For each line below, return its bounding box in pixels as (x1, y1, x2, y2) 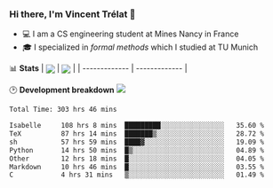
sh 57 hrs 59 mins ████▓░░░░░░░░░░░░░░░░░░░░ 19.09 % (9, 137, 265, 146)
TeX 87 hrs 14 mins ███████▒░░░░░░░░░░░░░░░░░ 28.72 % (9, 129, 265, 138)
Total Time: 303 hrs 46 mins (9, 106, 117, 114)
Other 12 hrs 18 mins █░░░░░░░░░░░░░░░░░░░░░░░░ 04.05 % (9, 154, 265, 163)
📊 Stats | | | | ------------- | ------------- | (9, 63, 189, 74)
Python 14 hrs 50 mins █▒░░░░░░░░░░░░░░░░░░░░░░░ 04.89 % (9, 145, 265, 154)
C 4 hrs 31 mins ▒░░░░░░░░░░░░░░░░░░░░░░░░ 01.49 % (9, 170, 265, 180)
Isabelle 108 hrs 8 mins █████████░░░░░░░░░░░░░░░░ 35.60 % (9, 121, 265, 130)
